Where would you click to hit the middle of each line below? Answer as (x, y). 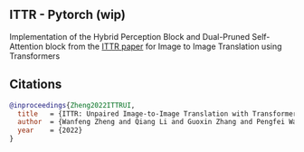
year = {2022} (50, 130)
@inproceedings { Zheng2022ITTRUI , (72, 105)
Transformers (35, 56)
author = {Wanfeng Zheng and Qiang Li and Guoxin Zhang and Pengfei (151, 122)
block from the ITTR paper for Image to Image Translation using (163, 46)
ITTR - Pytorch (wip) (68, 15)
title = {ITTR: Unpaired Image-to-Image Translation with (133, 114)
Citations (36, 85)
